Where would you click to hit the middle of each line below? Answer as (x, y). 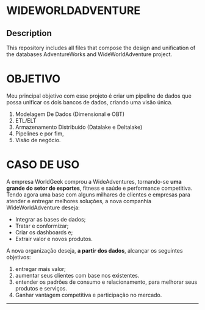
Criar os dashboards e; (44, 232)
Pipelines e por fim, (39, 133)
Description (29, 33)
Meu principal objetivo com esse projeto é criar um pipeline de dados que (99, 96)
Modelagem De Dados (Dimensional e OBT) (70, 114)
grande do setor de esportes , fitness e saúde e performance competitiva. (99, 188)
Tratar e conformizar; (42, 226)
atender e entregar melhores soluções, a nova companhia (79, 201)
